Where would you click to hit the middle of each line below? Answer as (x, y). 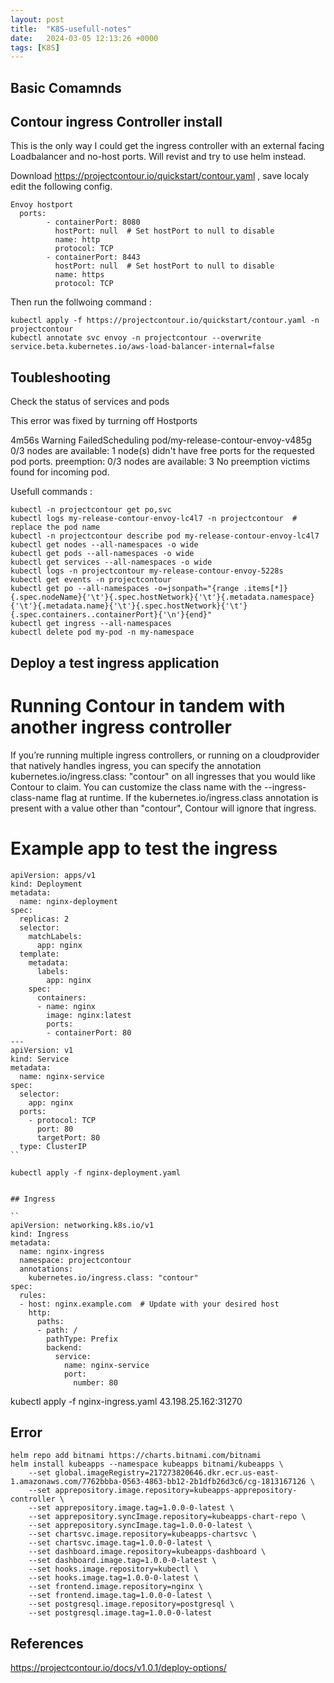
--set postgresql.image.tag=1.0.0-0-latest (120, 1613)
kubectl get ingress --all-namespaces (91, 624)
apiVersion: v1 (42, 1050)
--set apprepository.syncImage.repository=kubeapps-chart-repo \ (167, 1517)
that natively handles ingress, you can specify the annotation (136, 765)
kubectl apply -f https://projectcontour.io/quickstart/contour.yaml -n (165, 321)
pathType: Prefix (82, 1339)
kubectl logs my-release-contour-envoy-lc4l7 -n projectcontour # (154, 519)
